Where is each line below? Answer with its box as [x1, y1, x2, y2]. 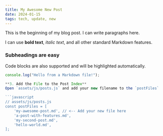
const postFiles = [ [5, 104, 48, 109]
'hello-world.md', [14, 122, 52, 127]
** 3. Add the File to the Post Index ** [5, 81, 87, 86]
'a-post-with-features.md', [14, 113, 71, 118]
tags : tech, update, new [5, 16, 56, 21]
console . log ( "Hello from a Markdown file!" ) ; [5, 72, 100, 77]
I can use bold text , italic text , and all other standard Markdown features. [5, 39, 153, 45]
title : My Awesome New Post [5, 7, 63, 12]
